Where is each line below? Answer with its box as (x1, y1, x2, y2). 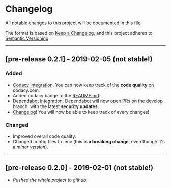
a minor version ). (12, 144, 48, 150)
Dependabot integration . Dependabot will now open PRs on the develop (12, 98, 163, 104)
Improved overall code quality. (12, 133, 76, 139)
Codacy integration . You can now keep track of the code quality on (12, 82, 154, 88)
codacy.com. (12, 87, 40, 93)
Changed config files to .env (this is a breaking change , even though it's (12, 138, 165, 144)
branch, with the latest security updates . (12, 103, 99, 110)
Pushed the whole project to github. (12, 177, 88, 183)
